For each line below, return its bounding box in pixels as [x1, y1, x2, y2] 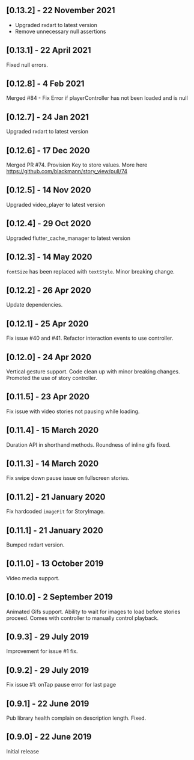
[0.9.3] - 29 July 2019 [6, 632, 89, 642]
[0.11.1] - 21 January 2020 [6, 525, 103, 535]
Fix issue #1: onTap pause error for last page [6, 681, 116, 688]
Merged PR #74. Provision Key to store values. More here [6, 161, 148, 168]
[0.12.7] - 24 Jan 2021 [6, 112, 89, 122]
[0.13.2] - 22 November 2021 [6, 5, 115, 16]
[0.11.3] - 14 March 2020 [6, 458, 99, 468]
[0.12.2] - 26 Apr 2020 [6, 285, 91, 295]
